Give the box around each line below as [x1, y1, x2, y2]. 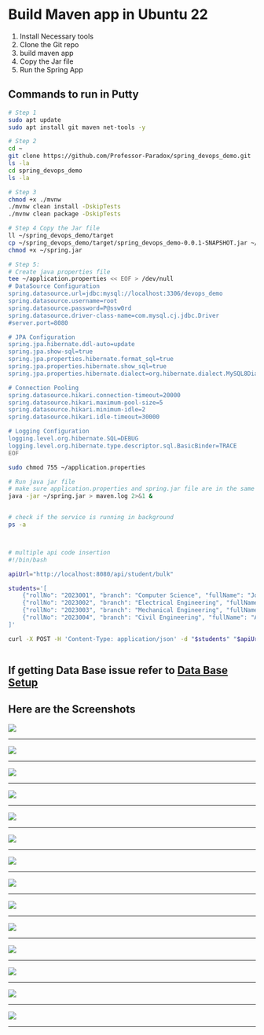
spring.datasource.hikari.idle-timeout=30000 [8, 413, 159, 422]
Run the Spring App [19, 64, 84, 74]
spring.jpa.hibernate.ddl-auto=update [8, 341, 135, 348]
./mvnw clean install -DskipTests [8, 203, 122, 211]
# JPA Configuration [8, 333, 76, 341]
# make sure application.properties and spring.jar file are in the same [8, 485, 255, 493]
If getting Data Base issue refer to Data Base [8, 664, 229, 677]
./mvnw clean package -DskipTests [8, 210, 122, 218]
